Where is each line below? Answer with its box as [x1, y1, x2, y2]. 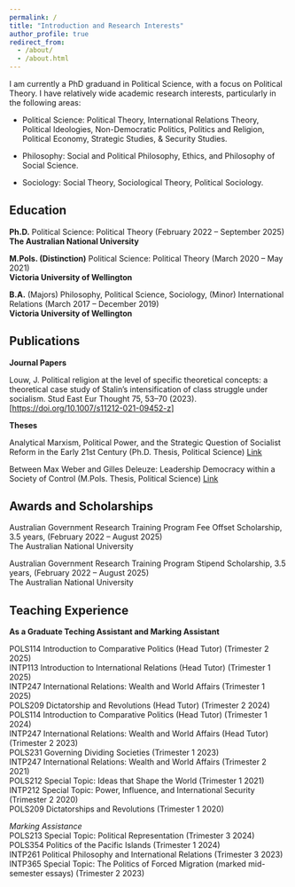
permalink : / [9, 12, 58, 22]
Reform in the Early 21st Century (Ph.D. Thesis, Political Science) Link [9, 446, 263, 457]
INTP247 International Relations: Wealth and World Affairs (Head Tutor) [9, 728, 268, 739]
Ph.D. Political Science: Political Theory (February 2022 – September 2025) [9, 226, 285, 237]
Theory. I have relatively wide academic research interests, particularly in [9, 88, 276, 98]
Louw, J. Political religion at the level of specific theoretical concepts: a [9, 374, 268, 385]
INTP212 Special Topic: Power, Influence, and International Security [9, 785, 255, 796]
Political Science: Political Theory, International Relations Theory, [21, 114, 260, 125]
